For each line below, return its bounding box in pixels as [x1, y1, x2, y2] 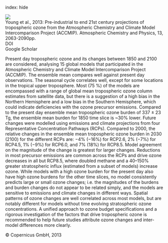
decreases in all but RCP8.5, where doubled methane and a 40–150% [5, 158, 149, 164]
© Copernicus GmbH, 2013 [5, 232, 62, 238]
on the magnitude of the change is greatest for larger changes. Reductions [5, 147, 160, 153]
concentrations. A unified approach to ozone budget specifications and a [5, 206, 157, 212]
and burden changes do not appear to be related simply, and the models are [5, 184, 163, 190]
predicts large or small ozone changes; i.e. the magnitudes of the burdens [5, 179, 159, 185]
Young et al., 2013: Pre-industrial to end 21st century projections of [5, 19, 145, 25]
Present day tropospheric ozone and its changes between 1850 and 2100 [5, 56, 157, 62]
